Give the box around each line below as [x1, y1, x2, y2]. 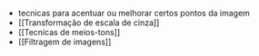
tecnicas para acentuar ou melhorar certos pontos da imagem [17, 8, 250, 18]
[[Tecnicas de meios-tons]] [17, 27, 121, 37]
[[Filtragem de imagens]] [17, 36, 112, 47]
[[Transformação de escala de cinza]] [17, 17, 160, 28]
